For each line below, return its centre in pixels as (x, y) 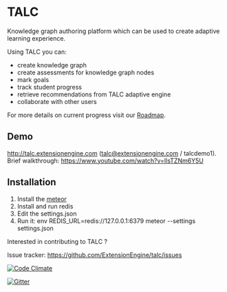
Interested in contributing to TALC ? (57, 241)
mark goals (33, 79)
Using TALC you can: (37, 52)
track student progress (50, 87)
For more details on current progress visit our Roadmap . (87, 115)
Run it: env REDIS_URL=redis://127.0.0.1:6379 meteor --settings (106, 220)
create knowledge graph (52, 65)
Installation (32, 182)
